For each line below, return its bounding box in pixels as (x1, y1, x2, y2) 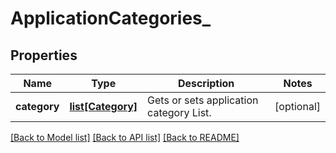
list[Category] (69, 100, 138, 113)
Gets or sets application (147, 93, 259, 107)
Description (177, 77, 235, 90)
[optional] (274, 100, 321, 113)
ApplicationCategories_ (10, 7, 212, 30)
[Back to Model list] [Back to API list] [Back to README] (10, 132, 240, 143)
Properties (10, 47, 78, 64)
